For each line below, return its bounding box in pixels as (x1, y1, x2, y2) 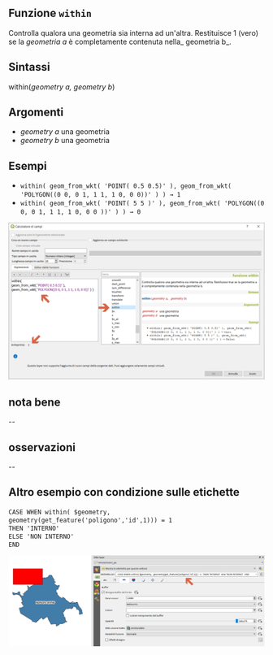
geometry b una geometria (19, 136, 110, 145)
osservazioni (8, 440, 76, 454)
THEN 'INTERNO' (8, 524, 60, 532)
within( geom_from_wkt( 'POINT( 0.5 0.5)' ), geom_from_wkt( (19, 182, 232, 190)
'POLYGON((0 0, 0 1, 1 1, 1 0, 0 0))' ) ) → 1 (19, 191, 181, 199)
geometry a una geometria (19, 127, 110, 137)
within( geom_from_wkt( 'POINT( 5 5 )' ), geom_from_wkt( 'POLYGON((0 (19, 199, 265, 208)
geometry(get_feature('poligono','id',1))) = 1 (8, 516, 173, 524)
